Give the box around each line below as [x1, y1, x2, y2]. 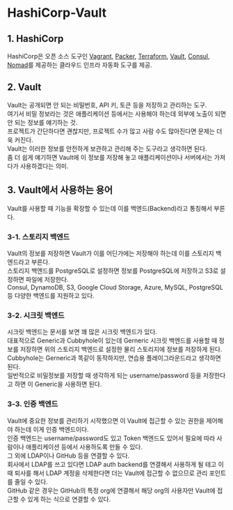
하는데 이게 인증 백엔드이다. [14, 425, 89, 433]
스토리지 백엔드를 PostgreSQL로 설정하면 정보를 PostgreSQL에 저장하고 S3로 [7, 267, 219, 275]
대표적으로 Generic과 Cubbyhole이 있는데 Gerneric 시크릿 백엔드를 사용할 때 [7, 336, 218, 345]
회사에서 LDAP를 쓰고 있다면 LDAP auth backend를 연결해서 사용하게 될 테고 [7, 460, 217, 468]
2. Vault [7, 82, 42, 93]
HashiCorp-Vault [7, 5, 107, 21]
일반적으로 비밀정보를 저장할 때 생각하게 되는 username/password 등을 [7, 371, 202, 380]
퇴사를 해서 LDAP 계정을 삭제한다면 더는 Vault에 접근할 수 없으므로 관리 [14, 469, 208, 477]
